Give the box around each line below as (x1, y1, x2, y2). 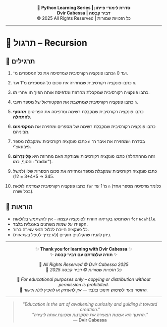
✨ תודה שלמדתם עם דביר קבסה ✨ (50, 251, 118, 258)
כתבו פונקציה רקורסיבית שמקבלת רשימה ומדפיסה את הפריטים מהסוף (12, 109, 144, 114)
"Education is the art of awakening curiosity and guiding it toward (22, 301, 158, 307)
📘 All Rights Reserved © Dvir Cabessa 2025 (39, 261, 129, 267)
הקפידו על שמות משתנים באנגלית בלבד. (12, 221, 88, 227)
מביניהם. (12, 129, 30, 134)
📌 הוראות (5, 202, 33, 211)
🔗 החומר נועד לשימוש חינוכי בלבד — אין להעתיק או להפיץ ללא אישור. (19, 287, 148, 293)
